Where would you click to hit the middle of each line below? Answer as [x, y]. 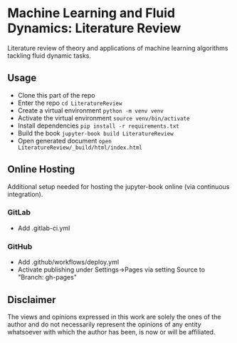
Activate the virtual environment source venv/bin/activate [104, 118]
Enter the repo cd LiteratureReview [70, 103]
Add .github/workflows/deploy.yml [68, 262]
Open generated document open [64, 140]
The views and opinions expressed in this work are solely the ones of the [114, 317]
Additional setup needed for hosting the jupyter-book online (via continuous [118, 186]
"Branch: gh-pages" [47, 277]
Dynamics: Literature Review [94, 28]
